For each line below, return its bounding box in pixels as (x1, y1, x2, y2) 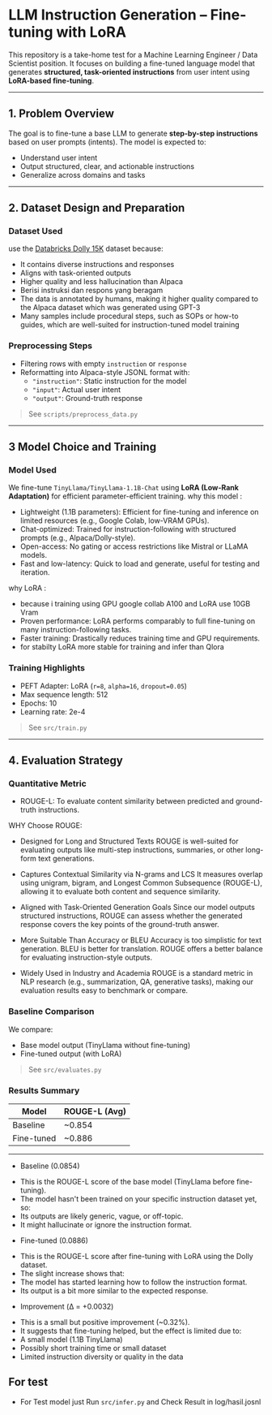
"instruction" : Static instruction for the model (32, 376, 187, 386)
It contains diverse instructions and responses (19, 260, 175, 270)
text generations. (37, 854, 95, 864)
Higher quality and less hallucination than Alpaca (19, 277, 184, 287)
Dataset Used (8, 226, 63, 237)
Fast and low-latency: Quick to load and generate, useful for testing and (19, 559, 261, 569)
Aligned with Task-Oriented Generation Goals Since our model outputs (19, 903, 255, 912)
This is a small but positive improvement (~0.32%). (19, 1318, 190, 1327)
